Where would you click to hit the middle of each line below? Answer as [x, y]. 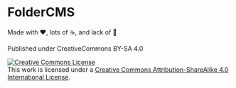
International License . [39, 77]
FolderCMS [41, 12]
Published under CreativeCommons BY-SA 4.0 [75, 48]
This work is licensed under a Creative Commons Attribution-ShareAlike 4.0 [118, 69]
